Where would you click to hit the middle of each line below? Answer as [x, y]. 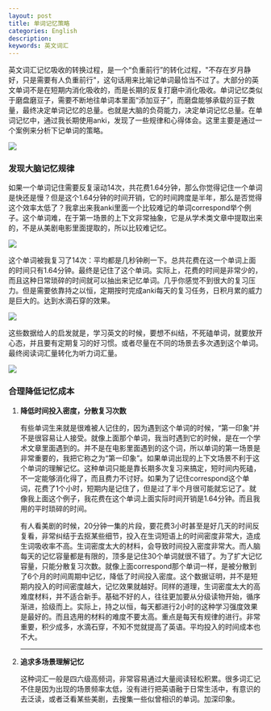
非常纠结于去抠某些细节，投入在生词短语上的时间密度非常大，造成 [151, 536]
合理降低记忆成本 [42, 391]
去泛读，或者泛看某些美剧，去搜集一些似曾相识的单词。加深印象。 [129, 699]
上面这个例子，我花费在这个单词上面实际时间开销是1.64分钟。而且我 [147, 499]
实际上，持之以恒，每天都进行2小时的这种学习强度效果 [167, 606]
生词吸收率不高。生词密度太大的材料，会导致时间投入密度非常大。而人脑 [140, 545]
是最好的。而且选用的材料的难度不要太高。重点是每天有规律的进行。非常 [140, 616]
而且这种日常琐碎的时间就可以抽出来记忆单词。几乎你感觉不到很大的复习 [128, 280]
